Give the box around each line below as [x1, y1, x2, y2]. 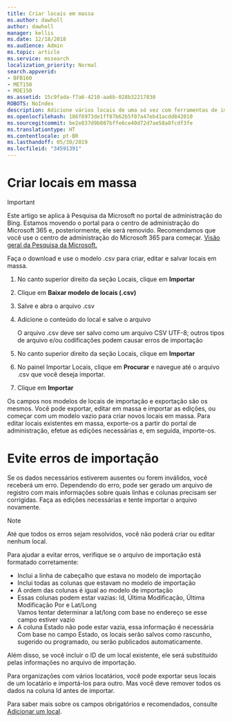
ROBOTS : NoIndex [7, 100, 54, 107]
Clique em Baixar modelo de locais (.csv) [17, 288, 137, 296]
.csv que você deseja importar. [17, 370, 106, 378]
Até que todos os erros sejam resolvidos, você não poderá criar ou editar [7, 530, 215, 538]
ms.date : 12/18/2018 [7, 36, 67, 43]
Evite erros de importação [7, 451, 159, 467]
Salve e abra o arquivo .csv [17, 302, 95, 310]
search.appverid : [7, 68, 57, 75]
